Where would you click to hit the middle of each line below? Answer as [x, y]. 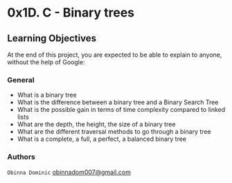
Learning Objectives [52, 38]
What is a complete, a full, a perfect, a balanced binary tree [102, 139]
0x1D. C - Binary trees [71, 13]
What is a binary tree [47, 95]
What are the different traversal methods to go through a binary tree [114, 132]
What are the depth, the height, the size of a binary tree [96, 124]
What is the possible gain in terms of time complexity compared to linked [121, 110]
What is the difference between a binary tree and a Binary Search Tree [118, 102]
